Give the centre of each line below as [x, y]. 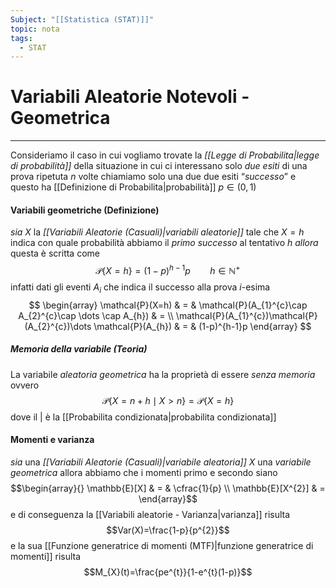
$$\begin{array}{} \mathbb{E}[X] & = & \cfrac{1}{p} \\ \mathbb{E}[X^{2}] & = [168, 488]
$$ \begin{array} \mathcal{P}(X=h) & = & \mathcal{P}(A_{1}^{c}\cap [168, 305]
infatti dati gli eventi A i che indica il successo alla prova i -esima [140, 288]
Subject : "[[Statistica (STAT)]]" [82, 19]
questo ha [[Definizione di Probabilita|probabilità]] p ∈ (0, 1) [133, 187]
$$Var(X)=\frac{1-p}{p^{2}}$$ [168, 530]
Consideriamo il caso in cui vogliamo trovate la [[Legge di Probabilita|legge [165, 155]
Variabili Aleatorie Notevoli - [130, 97]
